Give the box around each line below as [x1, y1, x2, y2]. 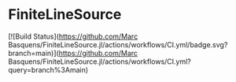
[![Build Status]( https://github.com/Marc [8, 32, 138, 41]
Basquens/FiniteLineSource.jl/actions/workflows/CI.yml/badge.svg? [8, 39, 228, 49]
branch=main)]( [8, 48, 59, 58]
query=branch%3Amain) [8, 65, 89, 74]
